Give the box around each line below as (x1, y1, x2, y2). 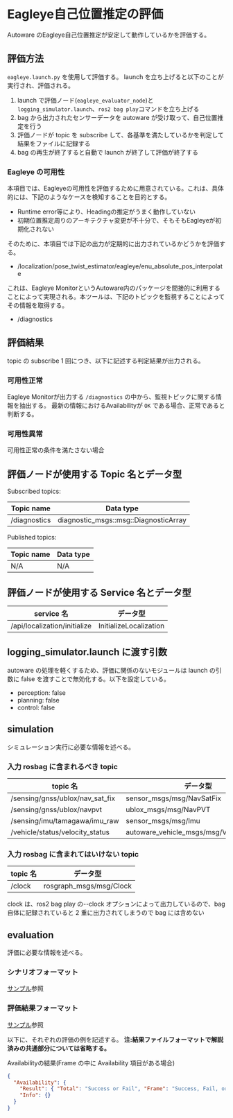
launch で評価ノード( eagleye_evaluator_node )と (17, 96, 154, 104)
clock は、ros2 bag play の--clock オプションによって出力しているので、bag (7, 900, 225, 909)
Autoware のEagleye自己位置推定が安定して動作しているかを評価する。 (7, 31, 211, 39)
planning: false (17, 696, 60, 704)
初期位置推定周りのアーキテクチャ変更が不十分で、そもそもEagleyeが (17, 216, 216, 225)
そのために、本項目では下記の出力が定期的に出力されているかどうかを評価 (7, 240, 220, 248)
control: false (17, 703, 55, 712)
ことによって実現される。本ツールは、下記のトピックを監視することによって (7, 293, 225, 301)
